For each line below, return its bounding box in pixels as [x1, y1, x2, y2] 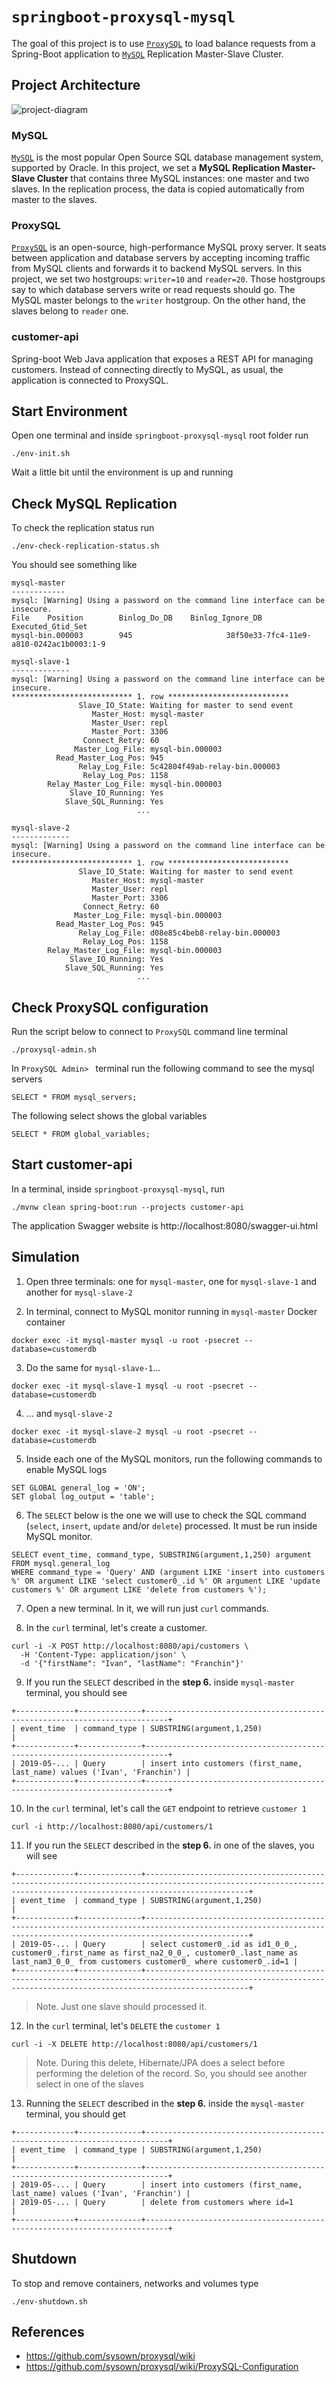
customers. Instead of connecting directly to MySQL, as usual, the [11, 363, 284, 375]
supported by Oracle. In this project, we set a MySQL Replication [11, 162, 281, 174]
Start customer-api [11, 1156, 133, 1173]
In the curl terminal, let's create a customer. [25, 1621, 208, 1633]
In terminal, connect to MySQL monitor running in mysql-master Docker [25, 1305, 318, 1317]
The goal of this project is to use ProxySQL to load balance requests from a [11, 37, 316, 49]
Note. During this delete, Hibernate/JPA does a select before [35, 2056, 286, 2068]
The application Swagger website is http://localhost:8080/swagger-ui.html [11, 1219, 319, 1232]
